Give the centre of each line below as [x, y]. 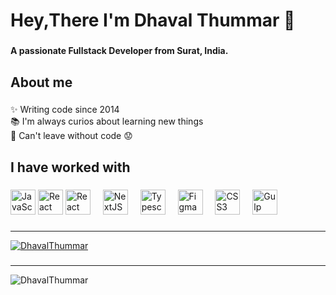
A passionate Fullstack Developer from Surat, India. [119, 51]
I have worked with [70, 167]
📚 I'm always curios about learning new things [107, 121]
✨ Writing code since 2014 [65, 110]
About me [41, 82]
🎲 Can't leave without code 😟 [71, 136]
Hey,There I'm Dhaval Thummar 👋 [153, 20]
